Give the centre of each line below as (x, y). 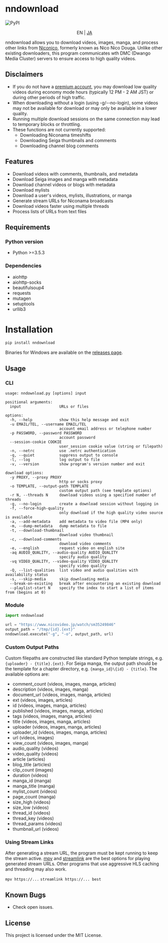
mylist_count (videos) (35, 791)
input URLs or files (49, 407)
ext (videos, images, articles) (43, 700)
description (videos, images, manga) (51, 689)
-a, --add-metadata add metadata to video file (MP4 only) (76, 522)
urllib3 (19, 309)
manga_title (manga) (34, 786)
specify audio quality (83, 557)
